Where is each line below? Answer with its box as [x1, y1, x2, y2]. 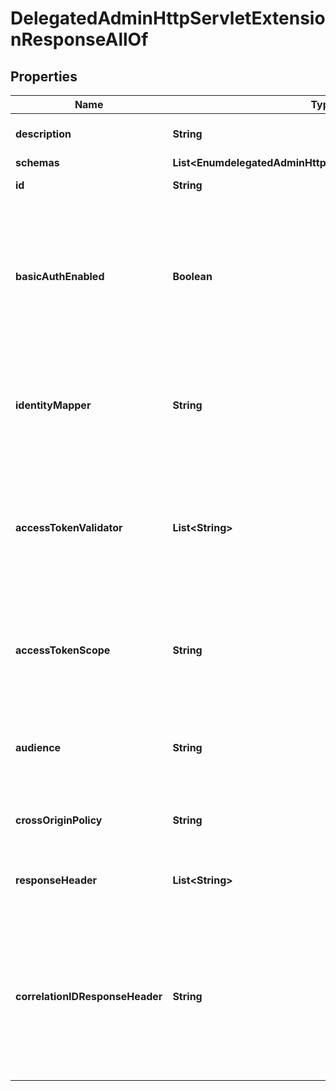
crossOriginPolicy [15, 813, 103, 827]
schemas [15, 156, 60, 169]
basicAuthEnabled [15, 270, 105, 283]
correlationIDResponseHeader [15, 990, 163, 1003]
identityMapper [15, 398, 92, 412]
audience [15, 741, 62, 754]
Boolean [172, 270, 213, 283]
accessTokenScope [15, 643, 111, 657]
